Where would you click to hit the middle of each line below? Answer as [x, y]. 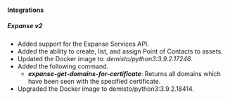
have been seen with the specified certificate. [94, 81]
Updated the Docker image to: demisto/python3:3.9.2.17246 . [105, 58]
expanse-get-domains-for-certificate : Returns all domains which [124, 73]
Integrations [26, 10]
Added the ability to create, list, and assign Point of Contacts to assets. [120, 51]
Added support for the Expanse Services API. [83, 44]
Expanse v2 [25, 26]
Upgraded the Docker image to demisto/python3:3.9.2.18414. [106, 89]
